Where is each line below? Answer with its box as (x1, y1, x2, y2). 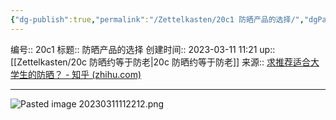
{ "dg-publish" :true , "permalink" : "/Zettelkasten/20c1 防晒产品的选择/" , (10, 14, 305, 25)
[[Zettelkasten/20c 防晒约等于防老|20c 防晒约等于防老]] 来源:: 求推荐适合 (10, 56, 312, 68)
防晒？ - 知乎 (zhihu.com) (36, 68, 142, 80)
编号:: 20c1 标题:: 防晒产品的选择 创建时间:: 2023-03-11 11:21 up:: (10, 43, 276, 55)
